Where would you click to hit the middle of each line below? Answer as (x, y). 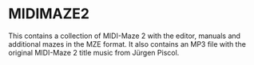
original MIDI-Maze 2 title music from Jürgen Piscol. (94, 52)
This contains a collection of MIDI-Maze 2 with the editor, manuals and (125, 36)
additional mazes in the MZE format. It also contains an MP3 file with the (127, 44)
